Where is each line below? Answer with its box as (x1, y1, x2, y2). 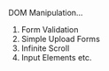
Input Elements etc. (20, 53, 92, 62)
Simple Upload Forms (20, 34, 101, 44)
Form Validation (20, 25, 79, 34)
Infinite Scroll (20, 43, 70, 53)
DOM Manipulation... (8, 8, 83, 18)
